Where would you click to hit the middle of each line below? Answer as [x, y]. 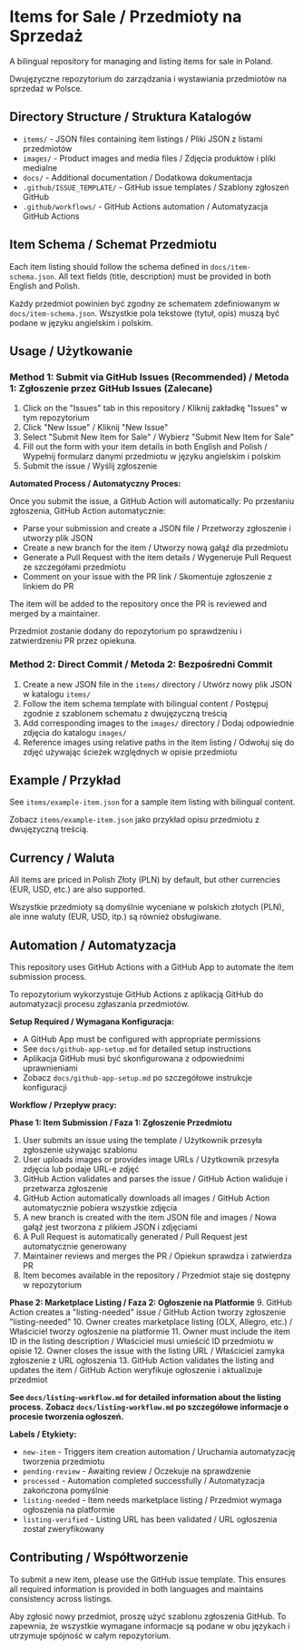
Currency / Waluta [62, 858]
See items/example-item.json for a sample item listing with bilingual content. [152, 802]
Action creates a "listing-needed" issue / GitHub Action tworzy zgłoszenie [147, 1312]
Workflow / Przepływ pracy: [63, 1104]
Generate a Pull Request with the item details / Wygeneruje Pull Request [157, 558]
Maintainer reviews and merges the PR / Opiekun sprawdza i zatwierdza [157, 1256]
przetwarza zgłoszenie [65, 1188]
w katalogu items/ [56, 694]
